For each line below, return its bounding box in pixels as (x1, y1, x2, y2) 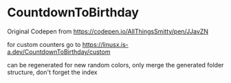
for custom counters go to (7, 40, 81, 48)
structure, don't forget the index (7, 68, 98, 76)
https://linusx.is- (82, 40, 129, 48)
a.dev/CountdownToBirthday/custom (7, 48, 111, 56)
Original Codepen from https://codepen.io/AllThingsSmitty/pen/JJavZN (7, 27, 208, 35)
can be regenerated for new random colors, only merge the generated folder (7, 61, 224, 69)
